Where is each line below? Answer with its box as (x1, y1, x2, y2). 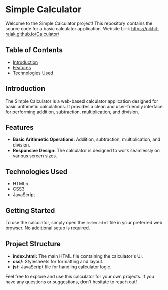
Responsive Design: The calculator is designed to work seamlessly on (12, 148, 160, 154)
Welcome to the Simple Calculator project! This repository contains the (5, 20, 153, 26)
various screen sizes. (12, 153, 57, 159)
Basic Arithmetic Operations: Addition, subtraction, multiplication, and (12, 136, 161, 142)
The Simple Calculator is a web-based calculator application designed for (5, 98, 158, 104)
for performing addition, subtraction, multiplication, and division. (5, 109, 139, 115)
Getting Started (5, 206, 55, 215)
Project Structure (5, 239, 61, 248)
